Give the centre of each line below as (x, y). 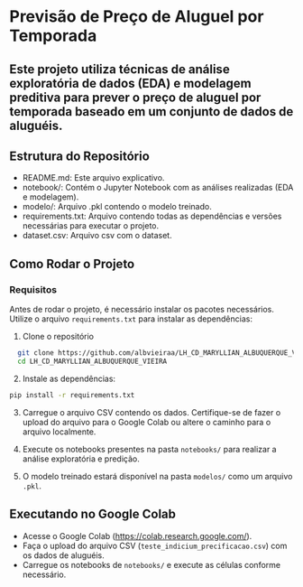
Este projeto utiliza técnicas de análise (119, 69)
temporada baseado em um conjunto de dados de (151, 112)
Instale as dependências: (69, 378)
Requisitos (33, 289)
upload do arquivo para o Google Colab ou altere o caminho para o (147, 422)
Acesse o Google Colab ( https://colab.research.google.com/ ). (137, 536)
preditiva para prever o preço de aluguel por (135, 97)
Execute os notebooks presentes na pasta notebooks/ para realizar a (149, 449)
